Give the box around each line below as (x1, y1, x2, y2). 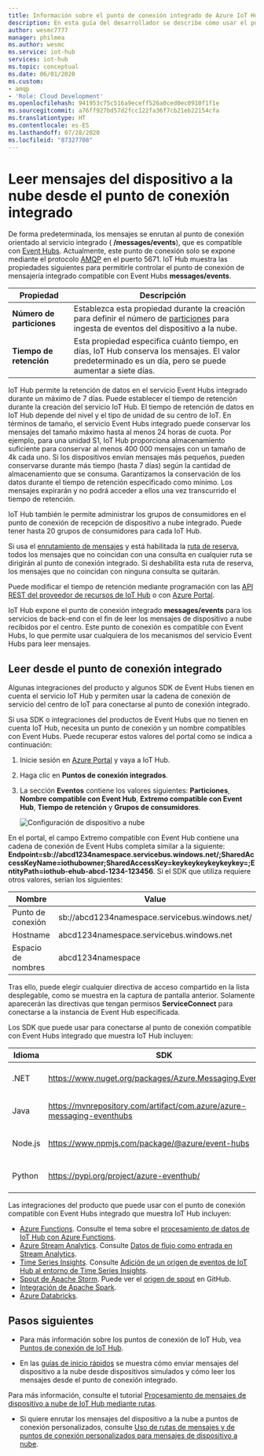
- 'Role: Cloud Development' (8, 92, 104, 100)
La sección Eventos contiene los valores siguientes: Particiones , (19, 786, 230, 796)
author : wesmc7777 (8, 26, 68, 34)
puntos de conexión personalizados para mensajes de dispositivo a (19, 1431, 238, 1440)
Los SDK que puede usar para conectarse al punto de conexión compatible (8, 1023, 251, 1032)
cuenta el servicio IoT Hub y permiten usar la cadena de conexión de (8, 691, 231, 701)
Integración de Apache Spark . (19, 1283, 117, 1292)
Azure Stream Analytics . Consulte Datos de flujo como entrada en (19, 1241, 233, 1250)
